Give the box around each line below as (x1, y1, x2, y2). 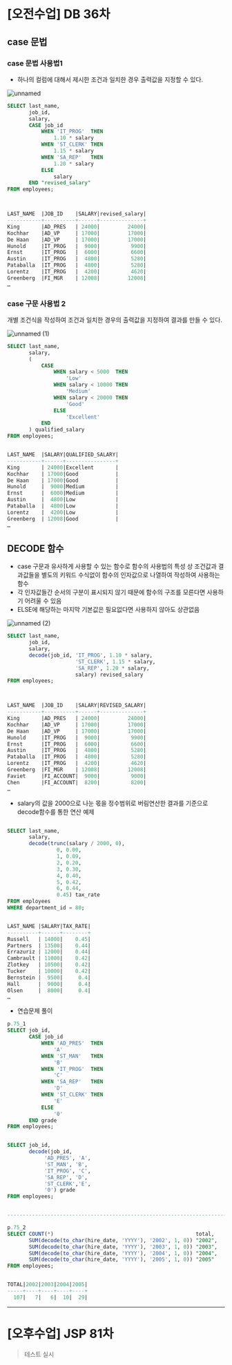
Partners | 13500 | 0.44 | (7, 942, 91, 949)
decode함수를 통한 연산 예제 (17, 807, 95, 815)
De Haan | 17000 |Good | (7, 477, 119, 484)
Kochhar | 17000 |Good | (7, 470, 119, 477)
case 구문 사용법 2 (7, 298, 66, 308)
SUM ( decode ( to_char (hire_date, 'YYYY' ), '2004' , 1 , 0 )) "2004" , (28, 1250, 217, 1257)
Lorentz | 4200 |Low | (7, 509, 119, 516)
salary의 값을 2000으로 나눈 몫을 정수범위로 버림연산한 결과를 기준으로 (17, 799, 209, 807)
